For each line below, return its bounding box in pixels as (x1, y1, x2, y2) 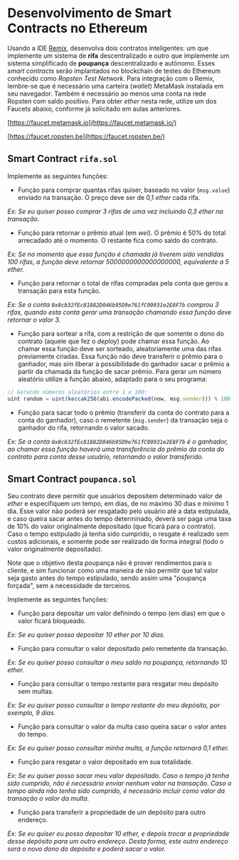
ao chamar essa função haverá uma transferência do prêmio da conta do (7, 445, 225, 453)
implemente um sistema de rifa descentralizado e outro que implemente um (7, 51, 230, 60)
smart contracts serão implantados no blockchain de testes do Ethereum (7, 66, 221, 75)
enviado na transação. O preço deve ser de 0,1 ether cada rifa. (17, 193, 201, 201)
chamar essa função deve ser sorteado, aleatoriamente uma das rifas (17, 344, 222, 353)
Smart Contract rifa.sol (7, 153, 118, 165)
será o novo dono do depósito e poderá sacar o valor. (7, 844, 166, 854)
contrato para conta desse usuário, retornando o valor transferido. (7, 452, 204, 461)
